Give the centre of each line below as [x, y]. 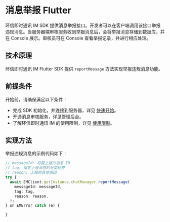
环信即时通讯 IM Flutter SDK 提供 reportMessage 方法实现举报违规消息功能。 [84, 68]
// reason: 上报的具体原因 [31, 173]
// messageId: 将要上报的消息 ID [38, 163]
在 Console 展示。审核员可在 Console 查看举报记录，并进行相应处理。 [78, 38]
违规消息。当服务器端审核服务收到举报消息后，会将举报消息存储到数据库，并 [85, 31]
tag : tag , [25, 191]
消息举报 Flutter [38, 10]
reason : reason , [32, 196]
